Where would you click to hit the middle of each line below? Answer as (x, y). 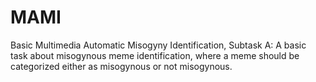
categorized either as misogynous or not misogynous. (121, 66)
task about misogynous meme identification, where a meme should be (155, 55)
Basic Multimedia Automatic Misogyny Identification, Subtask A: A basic (158, 45)
